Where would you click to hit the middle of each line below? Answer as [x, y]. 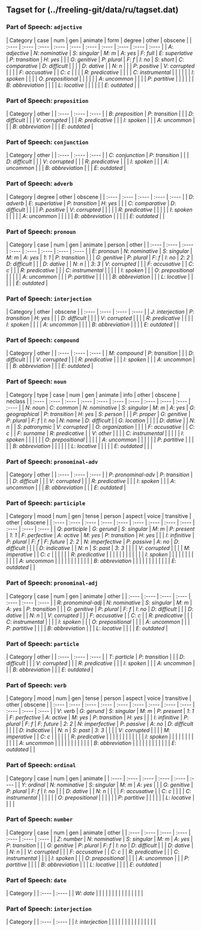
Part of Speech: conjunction [47, 142]
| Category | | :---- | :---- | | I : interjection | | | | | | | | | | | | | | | [81, 922]
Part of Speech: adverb [40, 184]
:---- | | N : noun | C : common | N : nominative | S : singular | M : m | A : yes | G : [101, 407]
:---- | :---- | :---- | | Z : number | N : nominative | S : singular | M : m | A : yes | [100, 839]
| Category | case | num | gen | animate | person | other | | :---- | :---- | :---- [100, 244]
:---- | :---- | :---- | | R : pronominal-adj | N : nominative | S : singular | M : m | [99, 602]
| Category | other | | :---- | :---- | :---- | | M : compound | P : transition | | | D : [100, 353]
